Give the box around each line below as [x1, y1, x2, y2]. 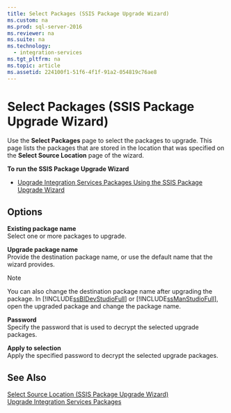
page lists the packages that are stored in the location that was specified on [7, 144, 225, 152]
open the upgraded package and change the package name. [7, 302, 181, 310]
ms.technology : [7, 43, 51, 50]
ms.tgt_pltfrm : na [7, 56, 61, 63]
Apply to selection [7, 344, 61, 352]
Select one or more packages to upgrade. [7, 232, 127, 241]
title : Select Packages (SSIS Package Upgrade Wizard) [7, 10, 170, 17]
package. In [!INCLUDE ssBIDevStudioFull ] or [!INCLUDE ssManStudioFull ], [7, 294, 218, 303]
